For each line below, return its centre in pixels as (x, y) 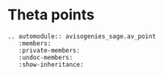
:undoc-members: (46, 57)
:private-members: (49, 50)
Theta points (51, 15)
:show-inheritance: (51, 65)
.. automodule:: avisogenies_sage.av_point (82, 36)
